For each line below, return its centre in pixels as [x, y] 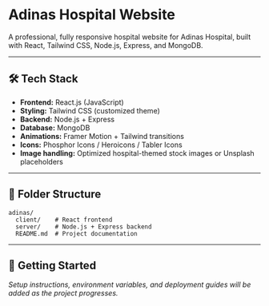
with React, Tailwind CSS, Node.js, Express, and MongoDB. [106, 45]
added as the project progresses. [63, 293]
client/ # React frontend [64, 220]
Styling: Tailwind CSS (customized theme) [90, 110]
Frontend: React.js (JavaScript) [72, 102]
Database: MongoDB [55, 127]
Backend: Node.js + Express [67, 119]
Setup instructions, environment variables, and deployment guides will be [130, 284]
